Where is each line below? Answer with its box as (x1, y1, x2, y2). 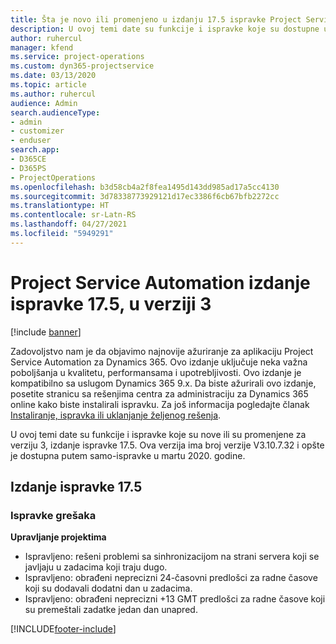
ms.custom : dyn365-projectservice (10, 61, 155, 71)
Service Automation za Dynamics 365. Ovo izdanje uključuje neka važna (10, 356, 308, 368)
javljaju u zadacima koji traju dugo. (24, 561, 168, 573)
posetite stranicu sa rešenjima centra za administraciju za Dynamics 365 (10, 387, 309, 400)
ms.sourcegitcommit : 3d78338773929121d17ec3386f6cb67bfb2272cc (10, 191, 280, 201)
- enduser (10, 136, 52, 146)
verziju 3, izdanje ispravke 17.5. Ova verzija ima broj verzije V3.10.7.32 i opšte (10, 439, 325, 451)
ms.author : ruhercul (10, 89, 97, 99)
